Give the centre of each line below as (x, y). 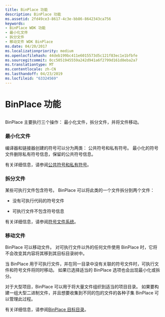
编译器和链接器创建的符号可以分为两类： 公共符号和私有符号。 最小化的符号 (82, 148)
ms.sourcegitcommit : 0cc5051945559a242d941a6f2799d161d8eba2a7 (71, 60)
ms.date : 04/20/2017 (26, 46)
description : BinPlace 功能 (33, 14)
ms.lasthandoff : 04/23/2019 (34, 74)
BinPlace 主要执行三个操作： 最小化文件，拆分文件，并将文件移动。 (73, 122)
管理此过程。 (22, 299)
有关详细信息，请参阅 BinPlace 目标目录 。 (47, 310)
